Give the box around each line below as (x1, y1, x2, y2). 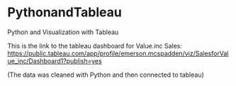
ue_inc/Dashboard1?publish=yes (7, 56, 102, 65)
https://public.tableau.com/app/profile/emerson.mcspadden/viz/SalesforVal (7, 49, 229, 58)
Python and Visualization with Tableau (7, 28, 119, 36)
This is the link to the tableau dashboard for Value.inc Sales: (7, 41, 183, 50)
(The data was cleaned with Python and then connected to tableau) (7, 70, 204, 79)
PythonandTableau (7, 4, 122, 21)
